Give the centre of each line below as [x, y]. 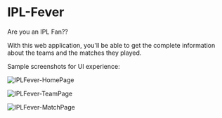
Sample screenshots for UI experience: [64, 66]
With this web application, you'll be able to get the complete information [111, 45]
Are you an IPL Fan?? [38, 32]
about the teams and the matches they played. [74, 53]
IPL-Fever [36, 12]
